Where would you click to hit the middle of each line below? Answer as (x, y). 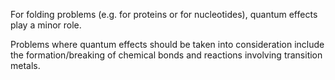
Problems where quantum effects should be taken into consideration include (167, 44)
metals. (25, 65)
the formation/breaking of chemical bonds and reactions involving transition (166, 55)
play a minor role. (46, 25)
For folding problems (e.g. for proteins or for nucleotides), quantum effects (164, 14)
